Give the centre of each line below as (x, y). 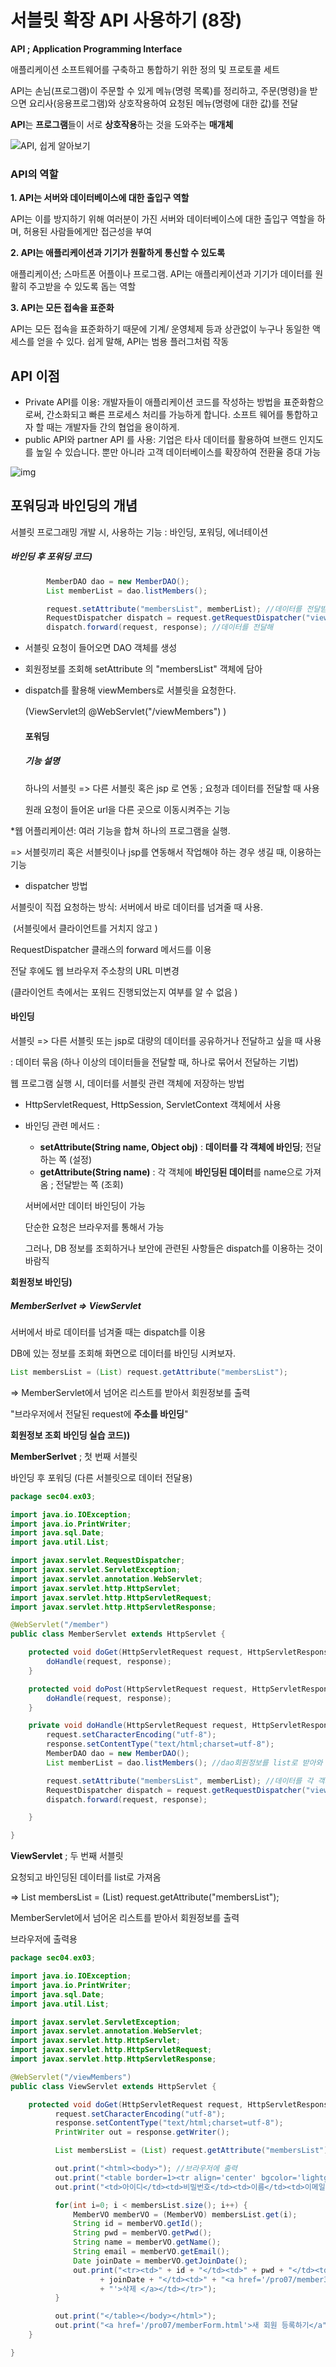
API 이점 (35, 376)
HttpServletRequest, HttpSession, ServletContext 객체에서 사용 (153, 1104)
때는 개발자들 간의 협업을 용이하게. (113, 427)
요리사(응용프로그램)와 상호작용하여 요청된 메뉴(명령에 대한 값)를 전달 (163, 103)
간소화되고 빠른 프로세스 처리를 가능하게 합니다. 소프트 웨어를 (165, 415)
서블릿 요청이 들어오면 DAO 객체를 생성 (101, 648)
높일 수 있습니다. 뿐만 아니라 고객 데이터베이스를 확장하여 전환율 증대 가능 (178, 452)
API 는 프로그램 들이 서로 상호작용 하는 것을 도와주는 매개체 (122, 124)
